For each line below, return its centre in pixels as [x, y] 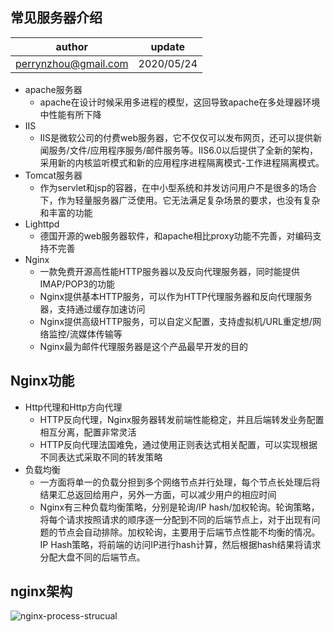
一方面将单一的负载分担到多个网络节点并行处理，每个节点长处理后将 [180, 482]
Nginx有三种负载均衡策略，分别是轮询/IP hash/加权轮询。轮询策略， [179, 507]
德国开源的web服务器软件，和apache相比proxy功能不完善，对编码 [176, 235]
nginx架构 [41, 591]
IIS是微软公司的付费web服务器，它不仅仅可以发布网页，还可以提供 [176, 137]
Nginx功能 [42, 381]
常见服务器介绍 [56, 18]
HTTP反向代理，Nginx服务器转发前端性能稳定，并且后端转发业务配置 [182, 419]
